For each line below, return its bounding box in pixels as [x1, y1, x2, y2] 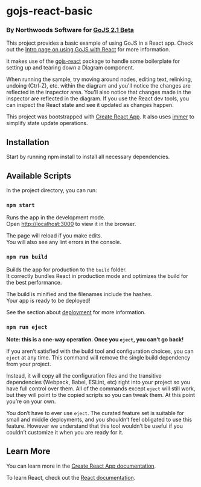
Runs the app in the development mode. [6, 214, 106, 221]
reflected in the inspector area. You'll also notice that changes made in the [6, 89, 191, 96]
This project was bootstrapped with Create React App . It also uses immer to [6, 113, 195, 120]
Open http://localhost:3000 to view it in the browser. [6, 221, 136, 228]
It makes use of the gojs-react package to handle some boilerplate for [6, 57, 180, 65]
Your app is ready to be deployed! [6, 297, 91, 304]
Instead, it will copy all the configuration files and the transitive [6, 372, 162, 379]
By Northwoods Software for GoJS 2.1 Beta [6, 26, 135, 34]
